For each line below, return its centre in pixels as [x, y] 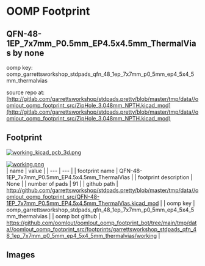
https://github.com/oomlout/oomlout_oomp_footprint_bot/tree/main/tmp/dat [102, 223]
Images [21, 255]
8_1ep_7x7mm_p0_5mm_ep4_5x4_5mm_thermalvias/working [82, 235]
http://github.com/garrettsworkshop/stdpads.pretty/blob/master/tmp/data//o [103, 190]
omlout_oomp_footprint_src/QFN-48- [53, 196]
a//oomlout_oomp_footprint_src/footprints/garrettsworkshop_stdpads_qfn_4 [102, 229]
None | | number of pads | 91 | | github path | [62, 183]
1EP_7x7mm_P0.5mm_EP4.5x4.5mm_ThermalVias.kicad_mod [83, 203]
